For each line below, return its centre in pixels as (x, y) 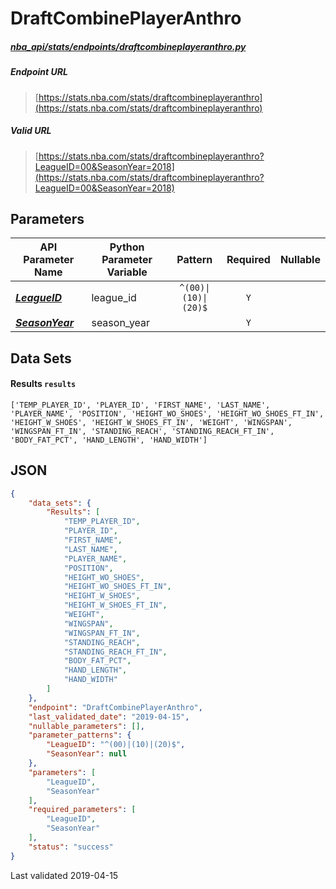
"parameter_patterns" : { (80, 735)
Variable (127, 272)
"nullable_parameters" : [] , (86, 726)
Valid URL (31, 131)
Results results (43, 384)
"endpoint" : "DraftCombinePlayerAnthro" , (115, 707)
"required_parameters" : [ (82, 810)
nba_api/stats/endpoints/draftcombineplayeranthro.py (128, 46)
